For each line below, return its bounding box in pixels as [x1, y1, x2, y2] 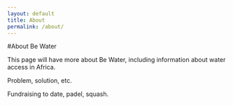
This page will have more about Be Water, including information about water [7, 56, 226, 64]
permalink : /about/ [7, 23, 64, 30]
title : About [7, 17, 45, 24]
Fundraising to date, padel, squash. [7, 90, 109, 98]
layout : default [7, 10, 55, 17]
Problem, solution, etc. [7, 76, 72, 85]
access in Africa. [7, 63, 56, 72]
